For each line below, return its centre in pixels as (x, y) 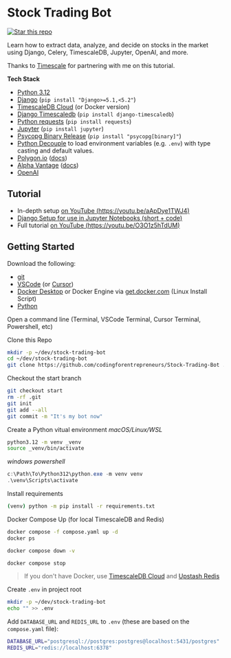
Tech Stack (23, 79)
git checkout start (35, 391)
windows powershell (36, 462)
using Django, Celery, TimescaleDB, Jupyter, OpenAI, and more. (98, 52)
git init (20, 403)
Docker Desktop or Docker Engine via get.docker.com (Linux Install (112, 291)
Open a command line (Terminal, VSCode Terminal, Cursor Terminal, (104, 319)
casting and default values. (55, 150)
